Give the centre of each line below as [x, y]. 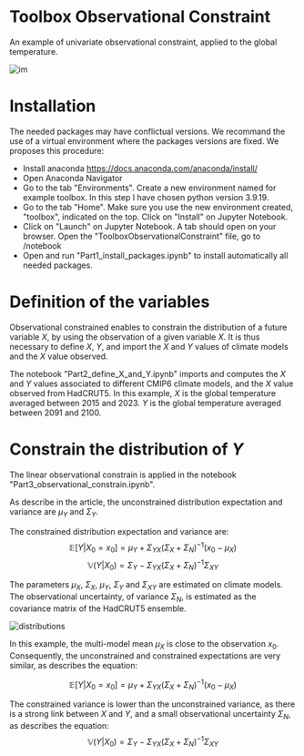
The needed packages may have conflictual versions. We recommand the [147, 131]
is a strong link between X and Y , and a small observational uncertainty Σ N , [150, 715]
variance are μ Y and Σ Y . [54, 512]
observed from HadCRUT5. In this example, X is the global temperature [143, 393]
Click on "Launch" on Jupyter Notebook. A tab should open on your [149, 226]
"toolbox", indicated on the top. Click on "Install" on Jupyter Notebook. [155, 217]
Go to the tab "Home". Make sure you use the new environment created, [158, 207]
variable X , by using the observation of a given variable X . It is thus [135, 337]
